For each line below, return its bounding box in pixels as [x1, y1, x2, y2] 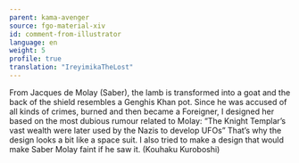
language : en [9, 37, 58, 47]
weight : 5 [9, 46, 46, 55]
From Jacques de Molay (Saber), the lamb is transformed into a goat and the [9, 86, 291, 98]
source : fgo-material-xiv [9, 21, 105, 30]
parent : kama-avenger [9, 12, 90, 22]
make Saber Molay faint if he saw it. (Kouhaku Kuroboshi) [9, 143, 220, 154]
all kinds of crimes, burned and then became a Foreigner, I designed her [9, 106, 275, 117]
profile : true [9, 54, 62, 63]
